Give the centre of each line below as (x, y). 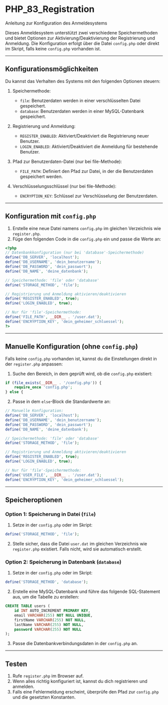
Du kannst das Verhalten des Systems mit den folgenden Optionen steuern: (83, 81)
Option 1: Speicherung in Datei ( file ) (50, 514)
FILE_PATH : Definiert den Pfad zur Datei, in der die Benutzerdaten (86, 171)
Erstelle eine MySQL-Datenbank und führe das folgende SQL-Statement (86, 591)
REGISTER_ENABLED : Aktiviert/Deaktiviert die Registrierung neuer (84, 135)
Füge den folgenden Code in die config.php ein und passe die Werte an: (87, 239)
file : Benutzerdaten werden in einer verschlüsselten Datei (80, 100)
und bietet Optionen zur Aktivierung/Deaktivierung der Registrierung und (80, 38)
